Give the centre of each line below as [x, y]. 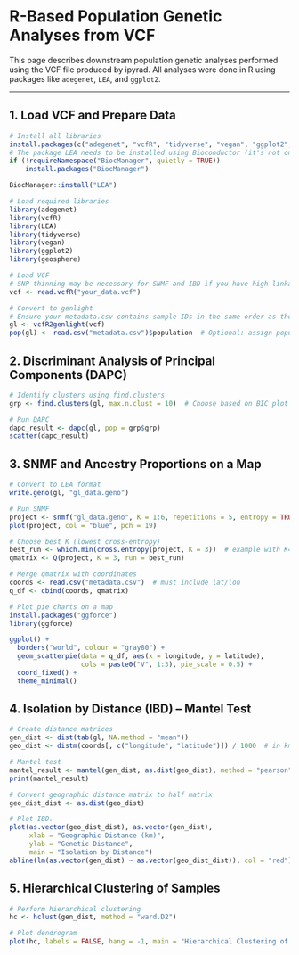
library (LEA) [33, 226]
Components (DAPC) [68, 375]
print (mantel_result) [49, 778]
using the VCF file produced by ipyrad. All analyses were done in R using [142, 70]
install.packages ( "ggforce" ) [63, 615]
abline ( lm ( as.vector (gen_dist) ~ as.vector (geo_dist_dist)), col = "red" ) [151, 860]
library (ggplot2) [41, 251]
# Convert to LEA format [55, 485]
